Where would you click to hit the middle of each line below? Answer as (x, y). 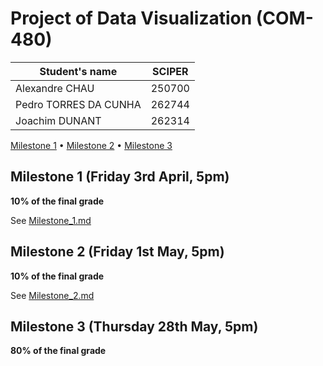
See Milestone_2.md (52, 295)
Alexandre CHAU (55, 88)
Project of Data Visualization (131, 18)
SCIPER (170, 71)
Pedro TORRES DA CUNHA (78, 104)
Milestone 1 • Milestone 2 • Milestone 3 (91, 145)
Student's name (78, 71)
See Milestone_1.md (51, 220)
